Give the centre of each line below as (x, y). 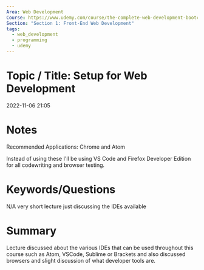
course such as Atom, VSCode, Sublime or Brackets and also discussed (96, 254)
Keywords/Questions (61, 189)
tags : (13, 29)
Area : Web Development (35, 12)
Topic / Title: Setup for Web (77, 76)
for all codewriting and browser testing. (56, 165)
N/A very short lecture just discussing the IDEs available (76, 206)
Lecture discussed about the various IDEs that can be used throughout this (100, 248)
